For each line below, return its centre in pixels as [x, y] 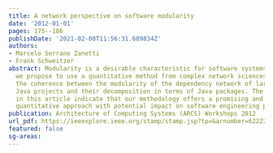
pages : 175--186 [36, 31]
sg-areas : [25, 136]
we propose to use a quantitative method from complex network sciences [141, 76]
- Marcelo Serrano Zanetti [54, 53]
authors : [23, 46]
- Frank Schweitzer [41, 62]
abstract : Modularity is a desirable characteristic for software [123, 69]
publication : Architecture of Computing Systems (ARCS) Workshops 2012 [132, 114]
